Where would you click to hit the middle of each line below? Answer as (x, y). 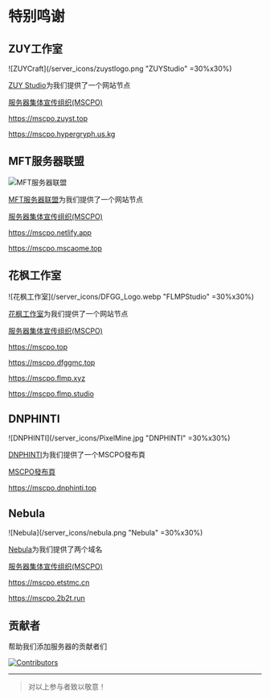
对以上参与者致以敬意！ (67, 687)
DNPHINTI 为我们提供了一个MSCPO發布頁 (77, 455)
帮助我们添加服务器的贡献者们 (57, 647)
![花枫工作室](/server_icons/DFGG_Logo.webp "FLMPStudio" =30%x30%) (131, 296)
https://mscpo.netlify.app (50, 232)
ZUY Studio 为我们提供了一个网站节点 (70, 85)
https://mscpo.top (38, 346)
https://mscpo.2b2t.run (47, 598)
